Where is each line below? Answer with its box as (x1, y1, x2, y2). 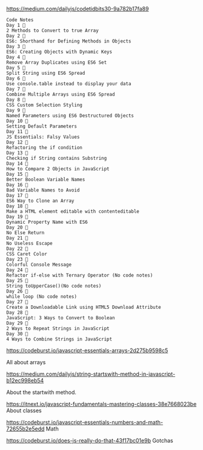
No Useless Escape (6, 240, 53, 246)
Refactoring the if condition (6, 145, 83, 151)
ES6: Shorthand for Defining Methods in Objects (6, 38, 131, 44)
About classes (6, 407, 42, 414)
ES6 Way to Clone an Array (6, 198, 75, 204)
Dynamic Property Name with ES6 (6, 219, 88, 225)
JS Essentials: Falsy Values (6, 134, 80, 140)
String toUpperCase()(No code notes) (6, 283, 102, 289)
